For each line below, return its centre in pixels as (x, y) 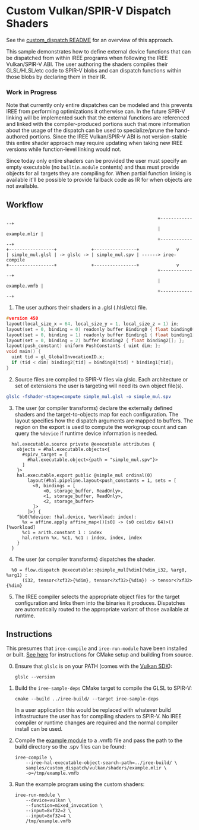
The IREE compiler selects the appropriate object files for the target (97, 597)
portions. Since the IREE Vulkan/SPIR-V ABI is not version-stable (108, 137)
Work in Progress (32, 92)
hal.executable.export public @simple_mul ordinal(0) (85, 475)
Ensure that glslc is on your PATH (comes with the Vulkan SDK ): (94, 666)
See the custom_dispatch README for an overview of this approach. (90, 40)
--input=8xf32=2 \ (48, 811)
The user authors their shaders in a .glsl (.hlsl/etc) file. (81, 308)
